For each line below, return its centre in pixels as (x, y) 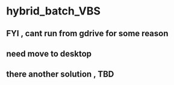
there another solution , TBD (60, 74)
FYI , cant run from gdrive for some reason (87, 33)
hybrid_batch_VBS (54, 11)
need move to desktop (49, 53)
